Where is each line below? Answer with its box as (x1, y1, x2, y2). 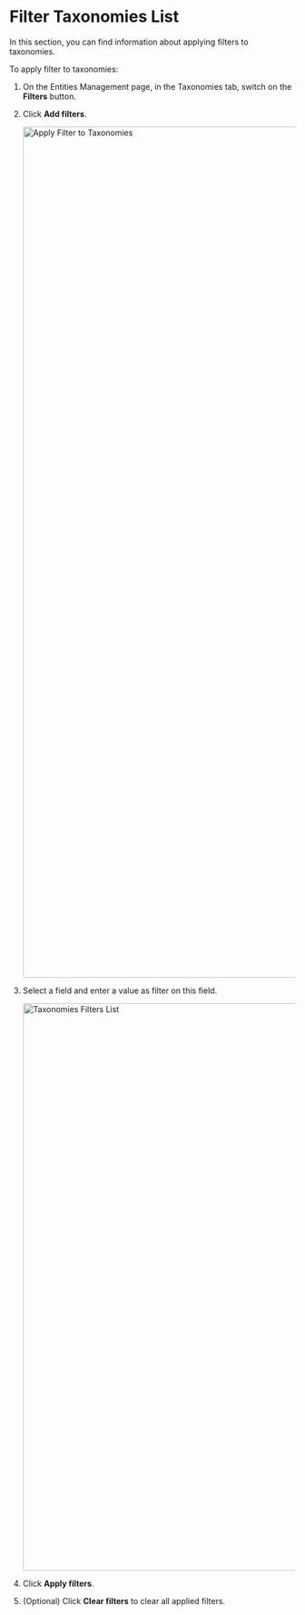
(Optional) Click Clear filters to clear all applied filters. (22, 1595, 225, 1606)
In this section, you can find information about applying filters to (9, 36, 249, 47)
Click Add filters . (22, 108, 87, 119)
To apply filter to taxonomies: (9, 64, 119, 74)
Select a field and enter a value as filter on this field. (22, 985, 218, 996)
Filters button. (22, 91, 77, 102)
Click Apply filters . (22, 1578, 94, 1589)
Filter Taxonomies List (9, 6, 180, 27)
